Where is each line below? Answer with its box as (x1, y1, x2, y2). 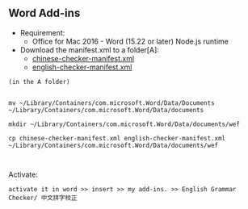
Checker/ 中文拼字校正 (8, 194, 78, 202)
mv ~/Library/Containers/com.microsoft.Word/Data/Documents (8, 98, 216, 107)
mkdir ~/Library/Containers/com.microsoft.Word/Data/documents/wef (8, 120, 241, 128)
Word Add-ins (8, 6, 81, 20)
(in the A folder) (8, 77, 70, 86)
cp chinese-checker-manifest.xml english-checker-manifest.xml (8, 134, 226, 142)
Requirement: (19, 27, 65, 37)
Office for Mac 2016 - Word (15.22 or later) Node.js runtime (32, 36, 229, 46)
